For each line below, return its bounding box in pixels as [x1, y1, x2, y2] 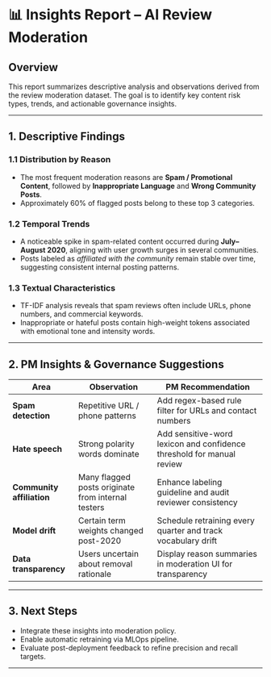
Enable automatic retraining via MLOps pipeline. [19, 634, 179, 644]
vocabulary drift [156, 535, 218, 546]
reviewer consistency [156, 497, 238, 508]
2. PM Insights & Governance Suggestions [8, 357, 224, 371]
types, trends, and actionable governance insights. [8, 99, 177, 108]
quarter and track [156, 525, 223, 537]
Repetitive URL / [77, 400, 140, 412]
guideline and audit [156, 487, 230, 498]
